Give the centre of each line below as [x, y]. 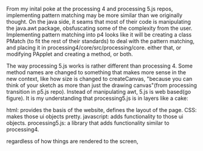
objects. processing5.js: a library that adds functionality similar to [88, 123]
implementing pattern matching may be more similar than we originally [95, 15]
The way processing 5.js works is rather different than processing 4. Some [100, 66]
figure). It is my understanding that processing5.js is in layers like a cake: [97, 98]
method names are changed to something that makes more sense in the [96, 72]
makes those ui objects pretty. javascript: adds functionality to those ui [95, 116]
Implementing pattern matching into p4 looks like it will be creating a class [99, 35]
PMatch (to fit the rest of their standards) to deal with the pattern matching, [100, 41]
